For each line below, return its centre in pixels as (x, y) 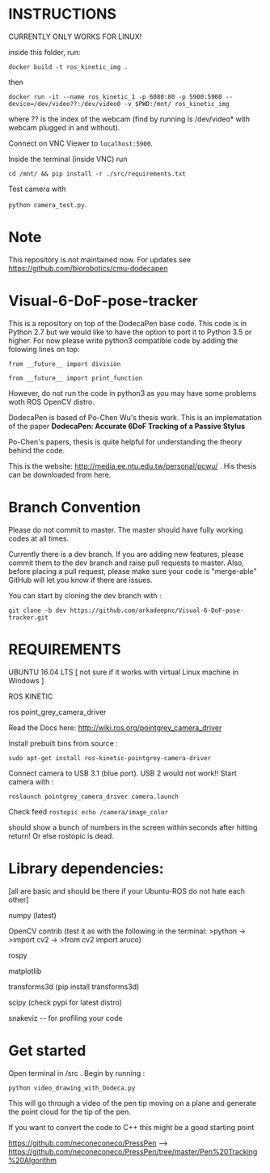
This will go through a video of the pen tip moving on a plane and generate (133, 1103)
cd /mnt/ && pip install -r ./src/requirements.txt (97, 174)
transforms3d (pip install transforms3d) (74, 986)
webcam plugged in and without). (64, 127)
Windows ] (26, 680)
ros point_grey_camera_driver (57, 712)
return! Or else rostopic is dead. (61, 835)
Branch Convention (75, 508)
